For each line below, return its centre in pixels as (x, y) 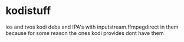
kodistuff (28, 11)
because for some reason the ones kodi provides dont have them (85, 33)
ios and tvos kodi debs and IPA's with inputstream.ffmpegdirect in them (92, 27)
